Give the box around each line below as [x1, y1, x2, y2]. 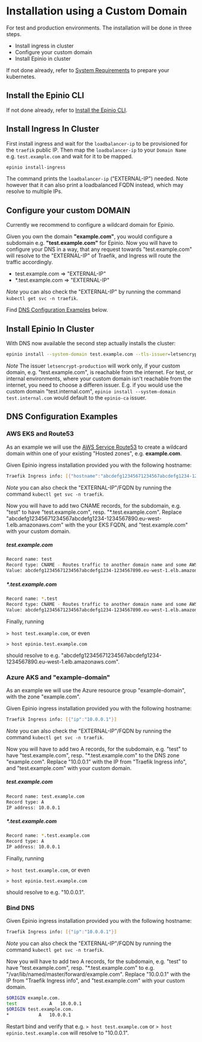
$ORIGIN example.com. [6, 995, 61, 1001]
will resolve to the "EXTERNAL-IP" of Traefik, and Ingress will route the [6, 252, 181, 259]
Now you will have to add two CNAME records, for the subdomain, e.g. [6, 502, 182, 509]
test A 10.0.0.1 [6, 1000, 82, 1007]
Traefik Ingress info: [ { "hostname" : [6, 473, 101, 479]
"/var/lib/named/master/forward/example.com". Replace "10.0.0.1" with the [6, 970, 191, 978]
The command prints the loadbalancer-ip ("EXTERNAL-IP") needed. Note [6, 175, 188, 182]
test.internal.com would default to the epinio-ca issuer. [6, 394, 147, 401]
